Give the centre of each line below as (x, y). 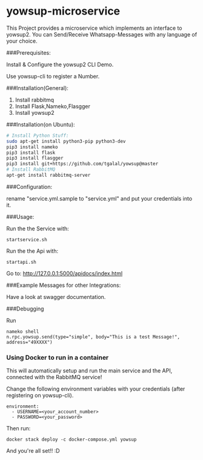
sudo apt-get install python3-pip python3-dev (66, 141)
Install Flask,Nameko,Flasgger (53, 106)
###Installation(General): (37, 88)
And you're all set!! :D (33, 451)
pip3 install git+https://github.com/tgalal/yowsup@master (82, 164)
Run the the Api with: (32, 251)
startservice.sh (27, 239)
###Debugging (25, 309)
